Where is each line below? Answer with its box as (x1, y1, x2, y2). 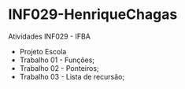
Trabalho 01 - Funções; (19, 55, 95, 65)
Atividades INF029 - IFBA (8, 32, 91, 41)
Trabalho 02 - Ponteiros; (19, 63, 100, 72)
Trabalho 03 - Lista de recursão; (19, 72, 124, 81)
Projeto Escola (19, 46, 67, 56)
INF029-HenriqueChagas (8, 6, 178, 24)
